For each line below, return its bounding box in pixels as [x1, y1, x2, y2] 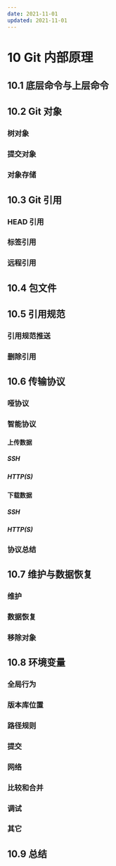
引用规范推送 [7, 331, 51, 341]
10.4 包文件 [7, 282, 57, 294]
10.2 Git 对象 [7, 106, 62, 118]
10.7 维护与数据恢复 [7, 568, 93, 580]
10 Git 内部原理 [7, 49, 94, 66]
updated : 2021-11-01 [7, 17, 68, 24]
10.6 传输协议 [7, 376, 65, 388]
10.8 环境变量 [7, 657, 65, 669]
